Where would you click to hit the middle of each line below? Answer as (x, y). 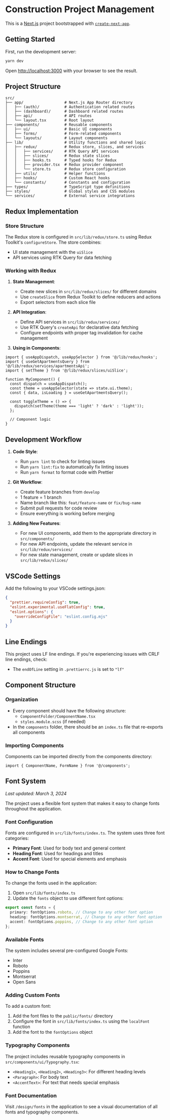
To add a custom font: (28, 1006)
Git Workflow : (27, 482)
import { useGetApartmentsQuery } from (47, 362)
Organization (22, 700)
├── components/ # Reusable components (59, 125)
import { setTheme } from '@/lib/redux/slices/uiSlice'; (67, 371)
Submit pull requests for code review (59, 508)
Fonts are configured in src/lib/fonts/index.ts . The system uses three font (85, 833)
